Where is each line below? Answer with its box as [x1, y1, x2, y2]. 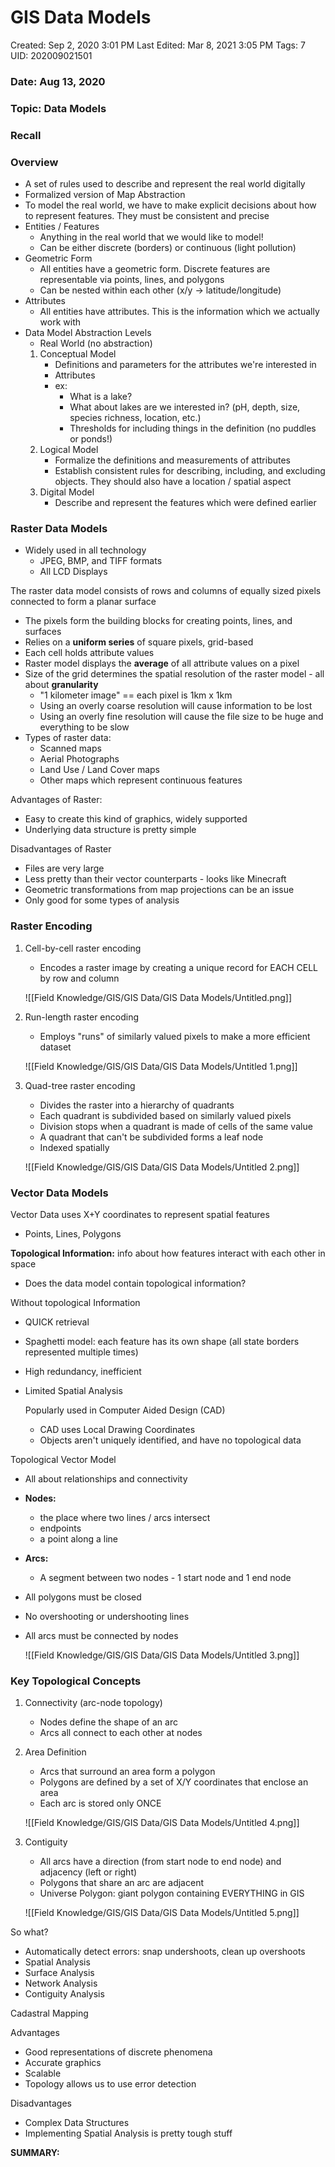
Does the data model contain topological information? [24, 1277, 247, 1289]
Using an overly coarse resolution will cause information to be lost [39, 700, 313, 712]
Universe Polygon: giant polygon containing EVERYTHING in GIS [39, 1887, 305, 1900]
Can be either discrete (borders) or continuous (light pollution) [39, 242, 297, 253]
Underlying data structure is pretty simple [24, 824, 197, 836]
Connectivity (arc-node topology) [24, 1697, 163, 1709]
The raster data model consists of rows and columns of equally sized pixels [10, 585, 322, 597]
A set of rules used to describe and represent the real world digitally [24, 178, 306, 190]
